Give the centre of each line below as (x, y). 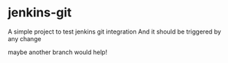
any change (25, 38)
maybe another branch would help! (58, 52)
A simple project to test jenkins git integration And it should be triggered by (115, 32)
